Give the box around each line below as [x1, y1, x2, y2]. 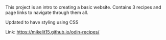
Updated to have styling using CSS [5, 19, 79, 25]
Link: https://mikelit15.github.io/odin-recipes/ [5, 29, 100, 34]
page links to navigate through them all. [5, 9, 88, 15]
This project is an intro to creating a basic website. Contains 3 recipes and [5, 4, 161, 10]
